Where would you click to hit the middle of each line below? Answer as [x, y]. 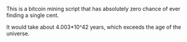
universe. [18, 33]
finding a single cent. [33, 15]
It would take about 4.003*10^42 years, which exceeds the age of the [94, 27]
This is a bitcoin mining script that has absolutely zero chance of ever [94, 9]
